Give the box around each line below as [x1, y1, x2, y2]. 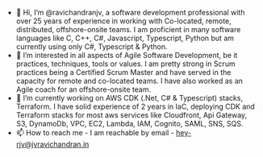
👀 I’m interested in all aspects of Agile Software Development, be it [15, 51, 238, 60]
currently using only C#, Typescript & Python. [15, 42, 168, 52]
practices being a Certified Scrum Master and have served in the [15, 68, 232, 76]
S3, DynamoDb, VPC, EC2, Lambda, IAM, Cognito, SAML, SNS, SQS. [15, 119, 244, 128]
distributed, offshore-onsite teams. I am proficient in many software [15, 25, 241, 34]
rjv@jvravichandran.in [15, 139, 90, 149]
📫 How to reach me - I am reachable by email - [15, 128, 175, 137]
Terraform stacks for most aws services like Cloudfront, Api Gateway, [15, 110, 248, 120]
